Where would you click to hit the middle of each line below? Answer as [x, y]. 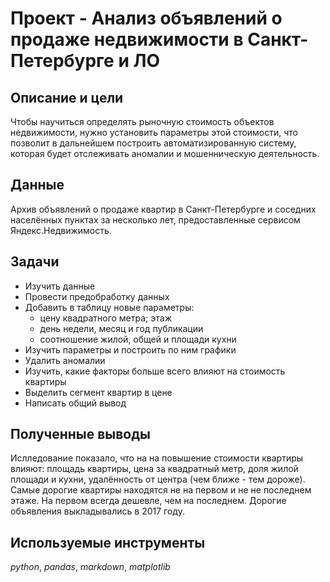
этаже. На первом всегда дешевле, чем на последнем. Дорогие [148, 501]
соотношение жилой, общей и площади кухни [138, 339]
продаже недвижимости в [127, 39]
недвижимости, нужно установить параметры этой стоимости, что [154, 132]
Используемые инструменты [108, 542]
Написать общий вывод [75, 403]
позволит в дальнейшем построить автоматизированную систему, [153, 143]
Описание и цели [67, 97]
